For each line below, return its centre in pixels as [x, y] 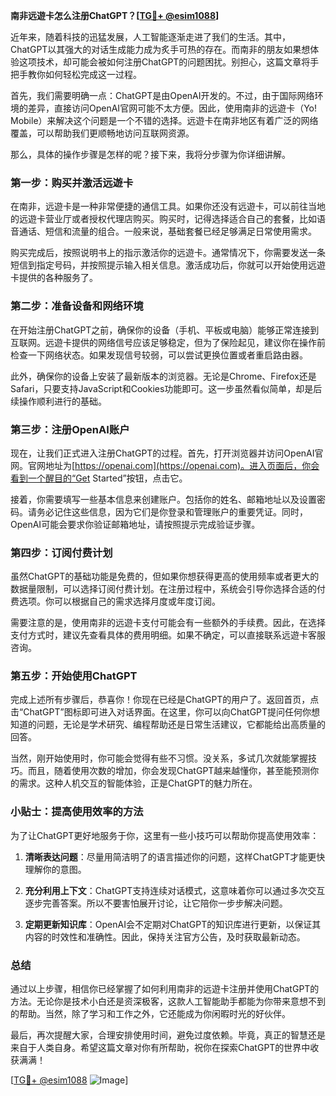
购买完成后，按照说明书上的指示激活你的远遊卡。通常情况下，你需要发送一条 [168, 253]
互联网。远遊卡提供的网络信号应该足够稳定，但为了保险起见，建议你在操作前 [168, 342]
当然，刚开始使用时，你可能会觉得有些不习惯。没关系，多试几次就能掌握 [159, 758]
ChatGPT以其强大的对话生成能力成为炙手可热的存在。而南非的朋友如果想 [160, 49]
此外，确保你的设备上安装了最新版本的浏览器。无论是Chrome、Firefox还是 [163, 376]
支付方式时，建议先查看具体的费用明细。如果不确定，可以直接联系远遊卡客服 [168, 635]
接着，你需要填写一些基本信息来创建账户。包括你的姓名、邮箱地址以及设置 [163, 499]
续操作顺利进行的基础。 [58, 401]
